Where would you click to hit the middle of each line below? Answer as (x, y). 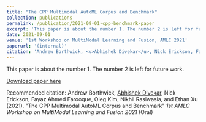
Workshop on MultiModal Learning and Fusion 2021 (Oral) (80, 112)
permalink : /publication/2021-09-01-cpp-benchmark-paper (81, 23)
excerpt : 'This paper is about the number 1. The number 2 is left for (100, 29)
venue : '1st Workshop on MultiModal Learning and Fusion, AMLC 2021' (97, 40)
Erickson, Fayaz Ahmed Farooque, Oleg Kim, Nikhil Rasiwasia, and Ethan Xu (102, 99)
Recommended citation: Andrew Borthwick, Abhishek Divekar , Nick (91, 93)
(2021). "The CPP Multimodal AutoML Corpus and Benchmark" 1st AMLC (98, 106)
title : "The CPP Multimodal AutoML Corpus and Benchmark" (82, 12)
